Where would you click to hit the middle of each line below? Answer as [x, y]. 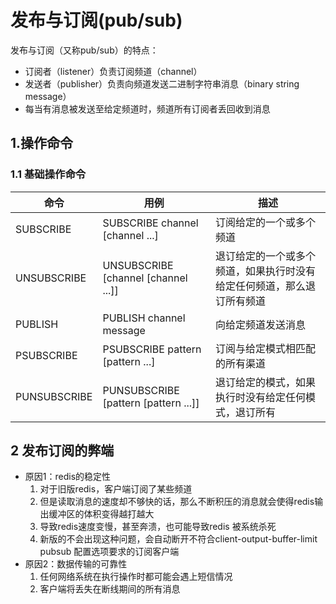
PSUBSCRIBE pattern [152, 349]
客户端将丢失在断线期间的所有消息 [110, 589]
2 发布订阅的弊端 [62, 451]
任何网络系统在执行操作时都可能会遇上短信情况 [136, 577]
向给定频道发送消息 [261, 324]
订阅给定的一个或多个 [266, 222]
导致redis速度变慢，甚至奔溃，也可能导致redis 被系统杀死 [158, 527]
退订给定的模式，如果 [266, 382]
